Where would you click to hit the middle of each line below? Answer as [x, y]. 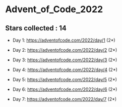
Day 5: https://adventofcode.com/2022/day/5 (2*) [65, 79]
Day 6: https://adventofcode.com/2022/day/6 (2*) [65, 89]
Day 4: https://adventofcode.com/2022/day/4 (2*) [65, 70]
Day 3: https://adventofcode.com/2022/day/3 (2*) [65, 60]
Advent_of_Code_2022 [54, 9]
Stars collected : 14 [36, 28]
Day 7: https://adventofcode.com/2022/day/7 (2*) [65, 99]
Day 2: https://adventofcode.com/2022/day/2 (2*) [65, 50]
